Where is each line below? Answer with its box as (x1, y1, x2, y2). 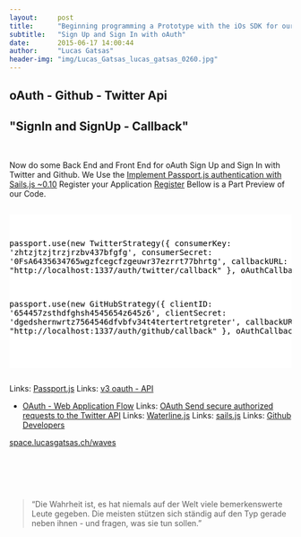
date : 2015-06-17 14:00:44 (9, 38, 134, 48)
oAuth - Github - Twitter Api (9, 88, 168, 103)
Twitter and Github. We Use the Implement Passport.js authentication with (9, 170, 282, 180)
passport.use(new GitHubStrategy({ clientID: (9, 299, 213, 310)
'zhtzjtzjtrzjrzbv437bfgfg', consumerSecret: (9, 248, 213, 258)
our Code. (9, 189, 47, 199)
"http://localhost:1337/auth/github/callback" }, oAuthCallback (9, 326, 298, 337)
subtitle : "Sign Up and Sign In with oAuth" (9, 30, 186, 39)
